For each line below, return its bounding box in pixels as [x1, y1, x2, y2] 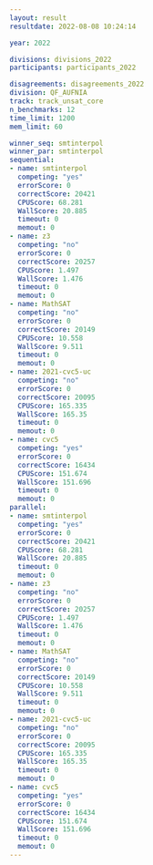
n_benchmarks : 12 [9, 105, 76, 114]
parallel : [9, 503, 47, 512]
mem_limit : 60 [9, 122, 64, 131]
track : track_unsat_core [9, 97, 104, 106]
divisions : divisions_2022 [9, 55, 112, 64]
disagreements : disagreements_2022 [9, 79, 145, 89]
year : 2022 [9, 38, 51, 47]
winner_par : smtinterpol [9, 147, 104, 156]
